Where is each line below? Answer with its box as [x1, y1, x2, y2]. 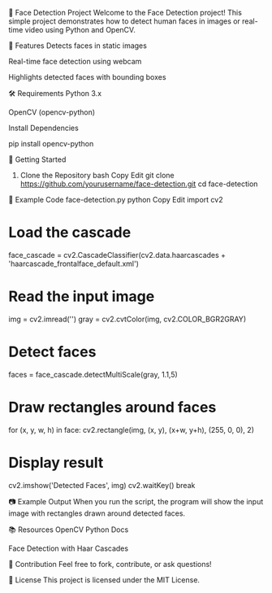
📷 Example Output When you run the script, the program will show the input [8, 496, 264, 506]
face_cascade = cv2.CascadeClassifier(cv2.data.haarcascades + [8, 250, 226, 259]
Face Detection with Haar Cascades [8, 543, 128, 553]
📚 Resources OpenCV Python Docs [8, 525, 129, 534]
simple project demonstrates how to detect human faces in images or [8, 16, 241, 26]
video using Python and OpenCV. [24, 25, 136, 34]
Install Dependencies [8, 123, 79, 133]
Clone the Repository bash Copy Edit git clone [19, 171, 175, 180]
